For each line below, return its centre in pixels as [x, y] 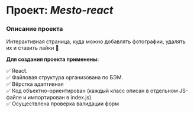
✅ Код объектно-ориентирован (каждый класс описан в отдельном [92, 91]
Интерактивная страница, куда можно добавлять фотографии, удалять [96, 41]
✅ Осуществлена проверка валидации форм [63, 104]
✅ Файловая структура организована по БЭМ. [65, 78]
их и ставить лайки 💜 [33, 48]
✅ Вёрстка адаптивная [35, 84]
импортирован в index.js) [59, 98]
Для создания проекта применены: [53, 59]
